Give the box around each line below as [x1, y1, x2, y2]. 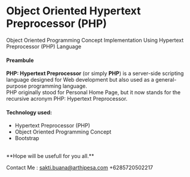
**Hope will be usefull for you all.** [6, 153, 94, 160]
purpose [6, 82, 27, 90]
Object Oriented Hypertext [6, 4, 141, 18]
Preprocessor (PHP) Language [6, 43, 82, 50]
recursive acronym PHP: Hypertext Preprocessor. [6, 95, 128, 103]
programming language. [27, 82, 88, 90]
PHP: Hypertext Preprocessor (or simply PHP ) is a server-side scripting [6, 70, 184, 77]
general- [155, 76, 177, 83]
